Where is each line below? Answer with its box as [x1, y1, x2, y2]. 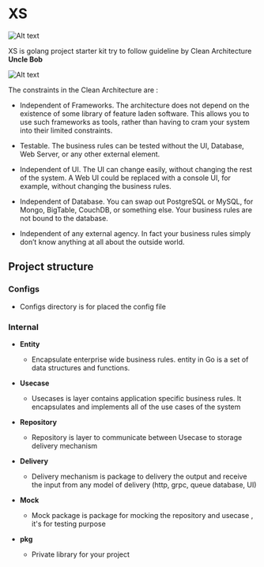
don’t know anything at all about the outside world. [19, 237, 185, 246]
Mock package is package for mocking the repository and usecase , [31, 510, 254, 520]
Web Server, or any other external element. [19, 149, 160, 159]
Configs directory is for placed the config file [19, 302, 166, 311]
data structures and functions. [31, 362, 130, 372]
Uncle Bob [8, 54, 43, 64]
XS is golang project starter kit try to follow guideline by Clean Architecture [8, 46, 252, 55]
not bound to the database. [19, 213, 108, 223]
